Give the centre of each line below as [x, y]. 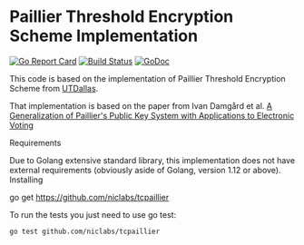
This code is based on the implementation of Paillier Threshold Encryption [147, 78]
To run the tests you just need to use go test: [93, 214]
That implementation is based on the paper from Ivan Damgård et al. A [141, 105]
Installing [26, 180]
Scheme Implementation [103, 36]
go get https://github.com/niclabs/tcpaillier [89, 197]
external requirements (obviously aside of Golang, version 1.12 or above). [145, 170]
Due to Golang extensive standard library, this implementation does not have [152, 160]
